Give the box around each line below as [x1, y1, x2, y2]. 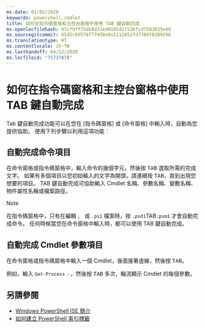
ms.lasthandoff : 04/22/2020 [6, 49, 78, 55]
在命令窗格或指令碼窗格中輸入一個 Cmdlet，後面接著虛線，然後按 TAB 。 [6, 257, 188, 264]
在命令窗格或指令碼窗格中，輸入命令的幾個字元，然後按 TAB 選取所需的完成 [6, 164, 197, 172]
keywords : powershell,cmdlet [6, 15, 81, 21]
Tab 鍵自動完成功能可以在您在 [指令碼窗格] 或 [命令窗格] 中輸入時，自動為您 [6, 120, 198, 127]
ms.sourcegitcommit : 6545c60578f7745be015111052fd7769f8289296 [6, 32, 172, 38]
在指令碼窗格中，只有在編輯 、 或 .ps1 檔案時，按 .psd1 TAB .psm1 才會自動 [6, 212, 193, 219]
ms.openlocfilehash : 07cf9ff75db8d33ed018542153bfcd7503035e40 [6, 26, 172, 32]
